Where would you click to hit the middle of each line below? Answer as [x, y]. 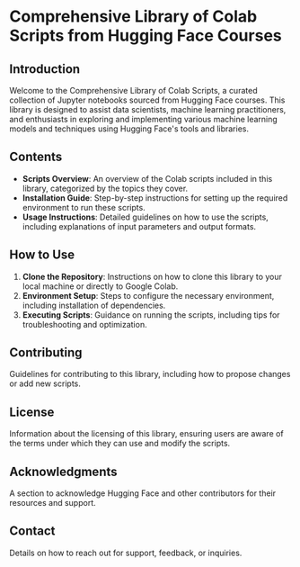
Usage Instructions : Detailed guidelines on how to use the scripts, [146, 217]
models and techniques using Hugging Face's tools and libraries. [129, 129]
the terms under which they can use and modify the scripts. [120, 444]
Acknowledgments [64, 471]
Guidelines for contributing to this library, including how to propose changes [150, 374]
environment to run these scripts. [84, 207]
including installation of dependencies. [94, 305]
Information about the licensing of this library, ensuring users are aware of [147, 434]
